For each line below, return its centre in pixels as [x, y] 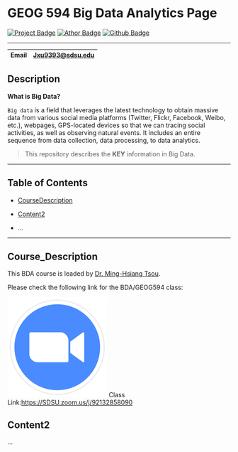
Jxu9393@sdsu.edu [64, 55]
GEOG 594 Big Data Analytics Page [112, 13]
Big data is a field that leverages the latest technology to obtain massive [113, 110]
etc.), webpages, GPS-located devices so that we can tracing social [106, 125]
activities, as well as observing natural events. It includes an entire [104, 132]
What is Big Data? [34, 96]
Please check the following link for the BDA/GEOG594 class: [95, 287]
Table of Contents [48, 183]
